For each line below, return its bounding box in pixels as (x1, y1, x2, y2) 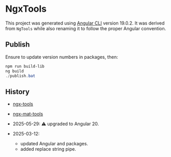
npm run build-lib (5, 63, 45, 69)
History (5, 87, 30, 96)
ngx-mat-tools (12, 111, 44, 117)
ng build (5, 69, 24, 74)
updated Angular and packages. (20, 141, 89, 147)
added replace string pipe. (20, 146, 76, 152)
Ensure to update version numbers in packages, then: (5, 54, 118, 60)
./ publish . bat (5, 73, 36, 78)
